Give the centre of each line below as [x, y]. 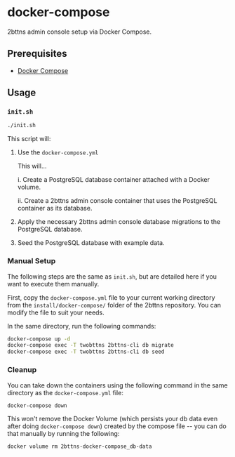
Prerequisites [37, 54]
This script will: [29, 139]
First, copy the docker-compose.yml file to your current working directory [111, 297]
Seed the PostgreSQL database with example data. [91, 243]
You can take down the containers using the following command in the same [117, 385]
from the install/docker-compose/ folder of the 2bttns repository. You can [114, 305]
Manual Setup [32, 261]
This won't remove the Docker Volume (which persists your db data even [113, 419]
